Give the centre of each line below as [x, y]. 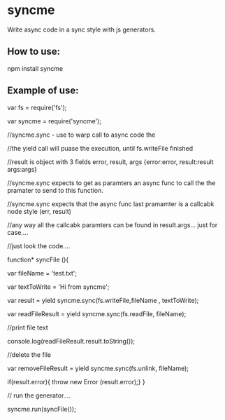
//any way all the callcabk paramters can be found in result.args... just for [112, 225]
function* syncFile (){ [38, 259]
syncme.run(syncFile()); [42, 409]
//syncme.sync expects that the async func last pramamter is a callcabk [111, 204]
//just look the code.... [39, 246]
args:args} [22, 169]
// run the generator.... [39, 395]
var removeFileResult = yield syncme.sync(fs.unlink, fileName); [98, 368]
